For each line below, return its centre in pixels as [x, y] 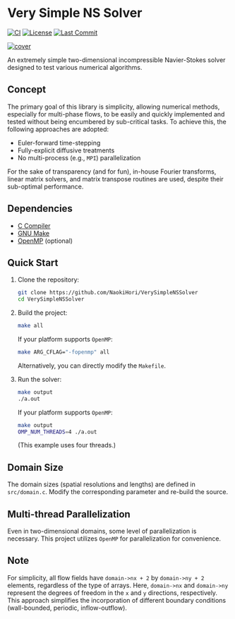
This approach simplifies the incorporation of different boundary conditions [117, 600]
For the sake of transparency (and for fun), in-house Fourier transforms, [112, 172]
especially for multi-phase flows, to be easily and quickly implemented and [116, 114]
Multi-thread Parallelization [69, 514]
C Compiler [34, 226]
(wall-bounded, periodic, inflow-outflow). [67, 608]
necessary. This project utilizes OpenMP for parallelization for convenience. [114, 539]
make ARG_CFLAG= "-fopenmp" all [64, 352]
